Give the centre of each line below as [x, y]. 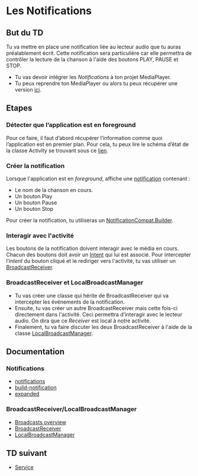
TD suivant [27, 453]
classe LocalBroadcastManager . [54, 333]
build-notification [36, 387]
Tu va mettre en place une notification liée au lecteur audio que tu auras [94, 47]
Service [24, 467]
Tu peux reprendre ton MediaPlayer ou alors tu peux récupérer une [96, 83]
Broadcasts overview [40, 422]
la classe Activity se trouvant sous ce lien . [57, 150]
